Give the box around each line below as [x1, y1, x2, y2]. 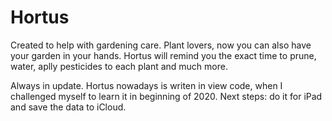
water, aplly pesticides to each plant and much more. [10, 60, 228, 72]
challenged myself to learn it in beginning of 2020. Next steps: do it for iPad [10, 90, 323, 102]
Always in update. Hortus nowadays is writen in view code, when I [10, 79, 283, 91]
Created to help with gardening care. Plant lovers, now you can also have [10, 39, 312, 51]
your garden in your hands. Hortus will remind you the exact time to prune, [10, 49, 317, 61]
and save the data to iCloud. [10, 101, 127, 113]
